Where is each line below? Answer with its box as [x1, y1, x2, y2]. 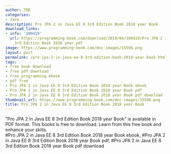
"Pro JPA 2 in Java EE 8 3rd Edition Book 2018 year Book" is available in [5, 116, 156, 122]
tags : [5, 59, 17, 65]
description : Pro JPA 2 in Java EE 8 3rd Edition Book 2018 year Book [5, 21, 158, 27]
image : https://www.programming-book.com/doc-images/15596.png [5, 45, 142, 50]
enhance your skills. [5, 127, 47, 133]
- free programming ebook [5, 74, 60, 79]
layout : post [5, 50, 33, 55]
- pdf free [5, 78, 28, 83]
